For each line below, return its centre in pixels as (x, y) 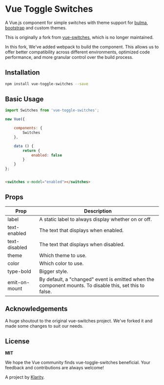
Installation (22, 73)
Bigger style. (54, 271)
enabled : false (47, 155)
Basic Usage (24, 99)
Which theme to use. (63, 255)
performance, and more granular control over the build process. (69, 57)
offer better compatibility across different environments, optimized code (78, 52)
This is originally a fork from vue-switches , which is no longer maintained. (79, 37)
